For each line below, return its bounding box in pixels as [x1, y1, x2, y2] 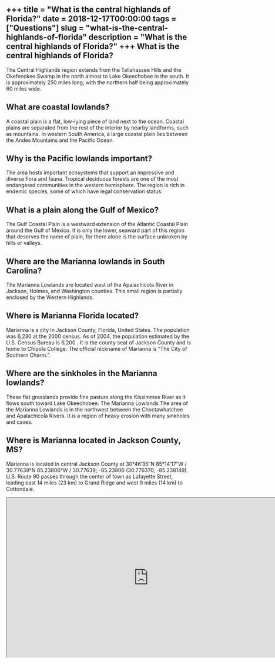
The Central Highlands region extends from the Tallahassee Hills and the [6, 66, 182, 73]
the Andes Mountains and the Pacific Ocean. [6, 137, 115, 144]
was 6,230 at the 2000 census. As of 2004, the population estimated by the [6, 333, 190, 340]
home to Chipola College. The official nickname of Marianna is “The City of [6, 345, 187, 352]
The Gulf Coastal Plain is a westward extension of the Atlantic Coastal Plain [6, 221, 188, 228]
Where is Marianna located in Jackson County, [6, 436, 181, 446]
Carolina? [6, 265, 42, 275]
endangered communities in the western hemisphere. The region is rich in [6, 182, 185, 189]
